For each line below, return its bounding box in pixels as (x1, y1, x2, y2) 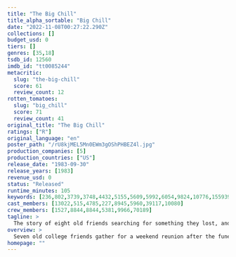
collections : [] (7, 30, 55, 37)
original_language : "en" (7, 134, 80, 142)
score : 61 (13, 82, 42, 89)
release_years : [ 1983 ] (7, 167, 74, 175)
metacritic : (7, 69, 42, 76)
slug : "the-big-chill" (13, 75, 80, 83)
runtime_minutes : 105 (7, 187, 71, 194)
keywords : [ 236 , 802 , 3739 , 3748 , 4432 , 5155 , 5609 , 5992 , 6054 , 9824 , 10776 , (7, 194, 212, 201)
